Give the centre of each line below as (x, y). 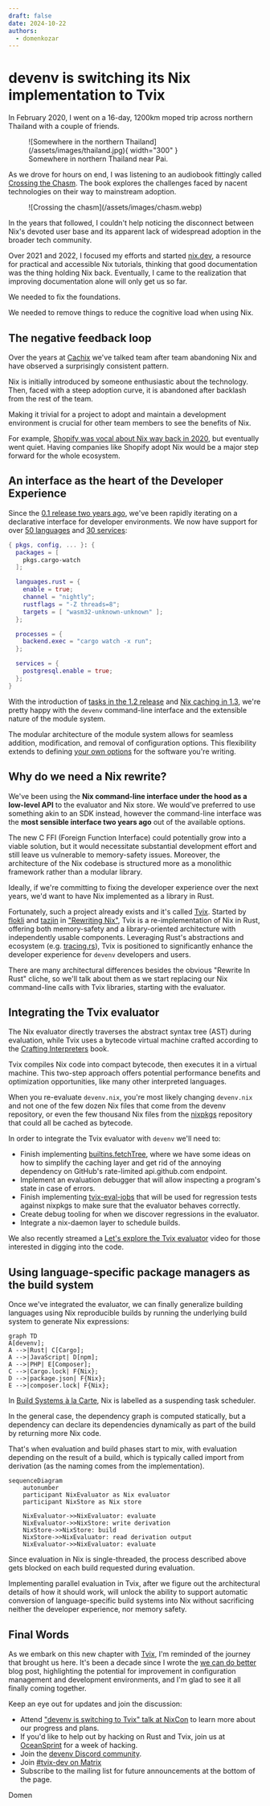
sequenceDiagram (35, 1481)
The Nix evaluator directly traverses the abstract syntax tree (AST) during (130, 1032)
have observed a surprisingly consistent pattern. (88, 366)
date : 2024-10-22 (37, 23)
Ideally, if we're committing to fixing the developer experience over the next (133, 887)
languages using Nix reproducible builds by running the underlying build (128, 1313)
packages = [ (37, 552)
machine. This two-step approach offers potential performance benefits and (135, 1073)
